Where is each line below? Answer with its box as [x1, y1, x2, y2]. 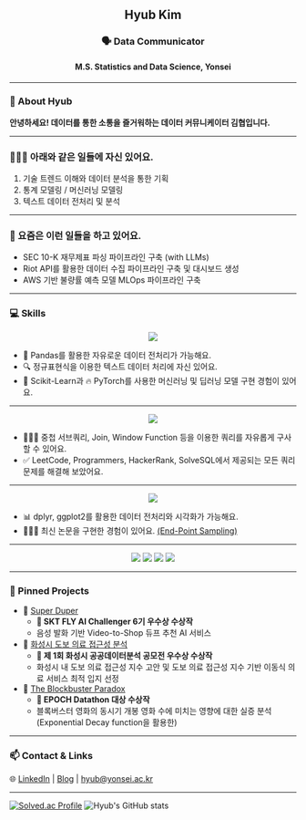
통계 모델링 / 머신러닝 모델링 [22, 184, 124, 195]
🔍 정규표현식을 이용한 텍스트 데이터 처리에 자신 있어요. [22, 360, 219, 372]
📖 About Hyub [9, 95, 73, 108]
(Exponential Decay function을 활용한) [36, 717, 178, 728]
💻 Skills [9, 307, 46, 320]
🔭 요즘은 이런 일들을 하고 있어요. [9, 230, 142, 243]
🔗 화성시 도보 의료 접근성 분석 [22, 638, 128, 649]
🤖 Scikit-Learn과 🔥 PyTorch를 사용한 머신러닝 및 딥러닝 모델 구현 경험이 [22, 375, 280, 386]
